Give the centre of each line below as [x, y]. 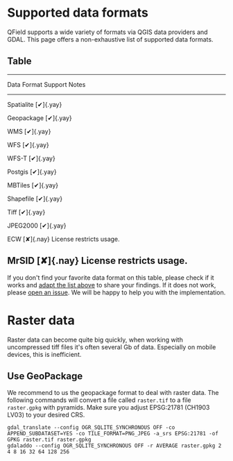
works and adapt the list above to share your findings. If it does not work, [112, 285]
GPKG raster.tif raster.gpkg [49, 440]
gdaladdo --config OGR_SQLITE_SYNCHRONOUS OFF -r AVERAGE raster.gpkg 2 [114, 446]
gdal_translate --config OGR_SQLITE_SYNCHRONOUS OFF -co [91, 428]
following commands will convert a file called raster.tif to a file [100, 400]
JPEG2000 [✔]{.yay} [37, 225]
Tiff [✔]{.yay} [26, 212]
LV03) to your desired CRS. [46, 415]
